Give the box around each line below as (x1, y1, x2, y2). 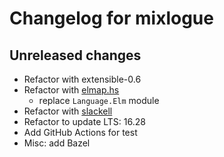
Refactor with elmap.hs (23, 84, 120, 96)
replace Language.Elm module (38, 95, 160, 106)
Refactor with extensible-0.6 (23, 73, 142, 85)
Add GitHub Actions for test (23, 127, 138, 138)
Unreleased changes (9, 47, 142, 64)
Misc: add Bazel (23, 137, 91, 149)
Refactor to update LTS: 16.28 (23, 116, 146, 127)
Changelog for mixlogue (9, 7, 214, 30)
